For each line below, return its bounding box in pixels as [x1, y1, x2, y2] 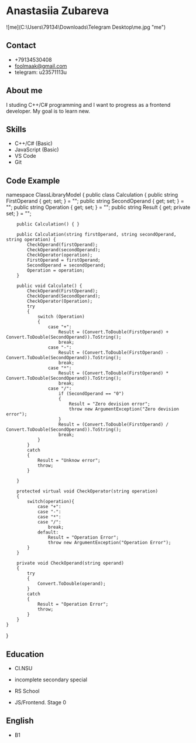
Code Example [6, 175, 60, 185]
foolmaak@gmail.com [14, 62, 67, 69]
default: [37, 529, 59, 535]
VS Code [14, 153, 36, 160]
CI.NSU [14, 665, 33, 671]
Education [6, 649, 44, 659]
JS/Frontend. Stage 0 [14, 699, 66, 705]
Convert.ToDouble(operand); [37, 581, 106, 587]
